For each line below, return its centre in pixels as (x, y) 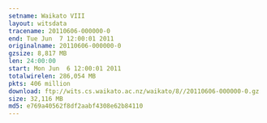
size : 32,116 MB (36, 99)
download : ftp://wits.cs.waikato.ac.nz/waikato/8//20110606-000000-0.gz (134, 91)
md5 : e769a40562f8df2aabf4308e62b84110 (76, 106)
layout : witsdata (38, 23)
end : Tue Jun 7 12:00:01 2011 (61, 38)
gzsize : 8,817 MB (38, 53)
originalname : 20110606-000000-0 (65, 46)
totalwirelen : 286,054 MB (52, 76)
